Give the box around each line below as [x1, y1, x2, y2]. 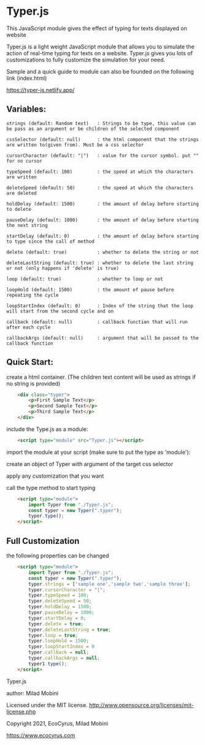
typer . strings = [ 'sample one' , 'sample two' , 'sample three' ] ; [28, 581, 191, 587]
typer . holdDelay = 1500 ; [28, 604, 92, 610]
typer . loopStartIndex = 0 [28, 644, 95, 650]
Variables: [6, 104, 47, 115]
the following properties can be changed [6, 552, 109, 559]
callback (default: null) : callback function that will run [6, 319, 188, 325]
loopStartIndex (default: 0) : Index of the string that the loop [6, 302, 193, 309]
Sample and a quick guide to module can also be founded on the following [6, 67, 195, 75]
